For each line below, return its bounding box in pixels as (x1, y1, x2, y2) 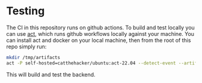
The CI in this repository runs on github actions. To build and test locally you (6, 24, 195, 31)
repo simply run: (6, 43, 47, 50)
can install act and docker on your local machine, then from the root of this (6, 36, 191, 44)
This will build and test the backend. (6, 70, 96, 78)
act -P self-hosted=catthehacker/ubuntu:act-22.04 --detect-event (6, 60, 176, 66)
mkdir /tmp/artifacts (6, 54, 61, 60)
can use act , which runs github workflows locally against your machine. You (6, 30, 194, 37)
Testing (6, 4, 45, 18)
